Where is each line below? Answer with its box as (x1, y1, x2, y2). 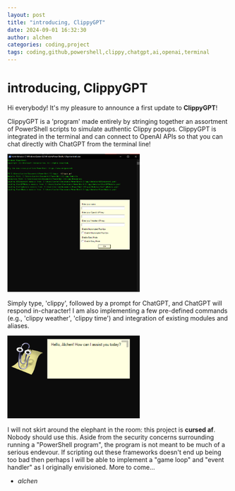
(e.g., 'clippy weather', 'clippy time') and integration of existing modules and (7, 313, 228, 322)
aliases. (7, 321, 30, 330)
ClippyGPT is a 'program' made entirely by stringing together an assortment (7, 117, 228, 125)
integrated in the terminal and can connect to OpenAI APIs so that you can (7, 132, 224, 141)
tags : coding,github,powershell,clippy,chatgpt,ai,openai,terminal (7, 49, 210, 56)
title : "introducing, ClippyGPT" (7, 18, 106, 26)
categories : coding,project (7, 41, 90, 49)
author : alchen (7, 34, 52, 41)
